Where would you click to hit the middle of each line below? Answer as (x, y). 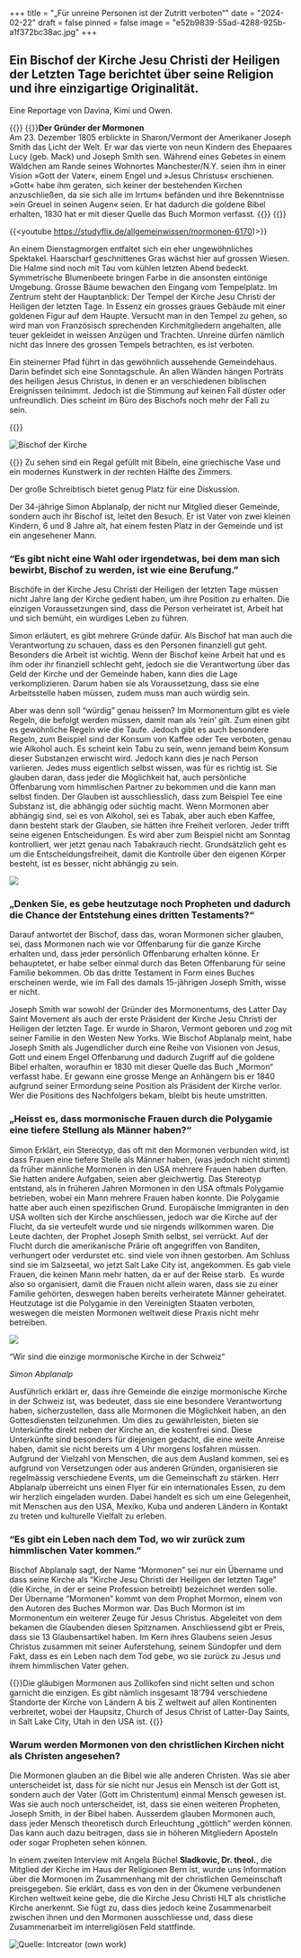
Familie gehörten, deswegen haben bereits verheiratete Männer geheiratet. (148, 1293)
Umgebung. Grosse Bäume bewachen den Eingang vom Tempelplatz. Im (144, 286)
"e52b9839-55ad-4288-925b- (229, 23)
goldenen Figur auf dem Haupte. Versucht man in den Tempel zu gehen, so (148, 315)
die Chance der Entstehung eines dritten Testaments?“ (132, 915)
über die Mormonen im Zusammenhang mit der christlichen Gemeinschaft (146, 1879)
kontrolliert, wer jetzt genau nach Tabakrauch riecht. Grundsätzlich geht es (148, 845)
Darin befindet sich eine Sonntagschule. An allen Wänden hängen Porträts (146, 371)
